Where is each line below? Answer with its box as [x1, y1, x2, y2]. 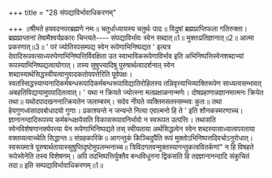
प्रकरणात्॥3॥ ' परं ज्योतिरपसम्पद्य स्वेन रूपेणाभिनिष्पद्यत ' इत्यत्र [8, 42, 171, 52]
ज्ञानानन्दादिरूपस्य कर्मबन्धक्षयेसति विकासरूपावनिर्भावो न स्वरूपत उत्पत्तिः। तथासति [8, 115, 217, 125]
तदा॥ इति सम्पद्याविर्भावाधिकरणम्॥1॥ [8, 160, 104, 170]
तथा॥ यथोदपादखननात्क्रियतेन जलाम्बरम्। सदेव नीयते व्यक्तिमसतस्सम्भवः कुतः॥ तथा [8, 97, 222, 106]
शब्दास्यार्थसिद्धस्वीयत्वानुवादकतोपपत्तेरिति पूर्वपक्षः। [8, 70, 133, 78]
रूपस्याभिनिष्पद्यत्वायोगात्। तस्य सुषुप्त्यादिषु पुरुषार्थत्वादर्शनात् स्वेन [8, 61, 175, 70]
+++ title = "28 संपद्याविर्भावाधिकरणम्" [8, 8, 116, 17]
